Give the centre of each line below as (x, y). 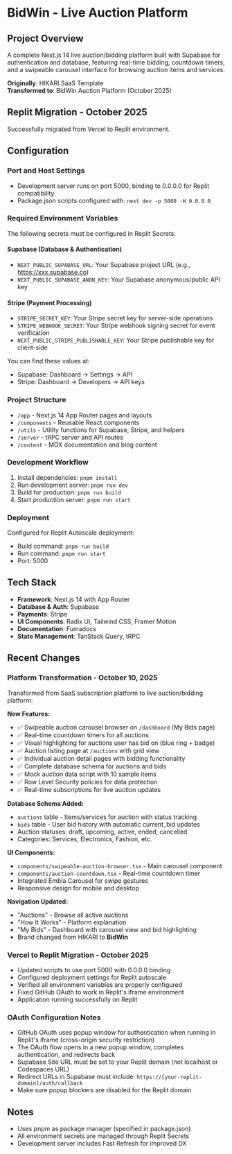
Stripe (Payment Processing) (50, 302)
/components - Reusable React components (78, 422)
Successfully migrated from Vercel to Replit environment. (89, 129)
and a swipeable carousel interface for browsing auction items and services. (116, 70)
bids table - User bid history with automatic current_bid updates (109, 824)
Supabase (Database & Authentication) (65, 249)
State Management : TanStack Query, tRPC (79, 636)
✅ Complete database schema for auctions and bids (92, 766)
